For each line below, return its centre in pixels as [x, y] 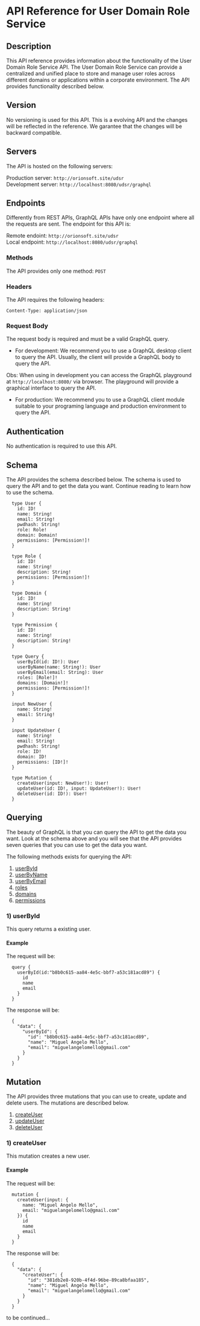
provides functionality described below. [55, 86]
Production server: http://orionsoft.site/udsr [65, 178]
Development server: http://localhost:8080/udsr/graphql [79, 184]
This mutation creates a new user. [48, 1156]
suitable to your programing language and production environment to [101, 406]
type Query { [28, 656]
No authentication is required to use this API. [62, 446]
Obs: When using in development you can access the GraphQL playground [99, 375]
